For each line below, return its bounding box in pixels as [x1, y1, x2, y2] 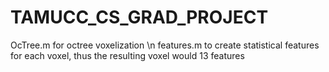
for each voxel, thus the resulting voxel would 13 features [10, 49, 245, 61]
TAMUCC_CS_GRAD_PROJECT [10, 6, 269, 29]
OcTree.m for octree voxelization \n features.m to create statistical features [10, 39, 320, 51]
